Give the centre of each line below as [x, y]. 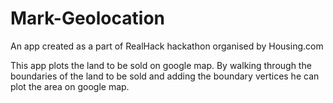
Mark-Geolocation [87, 18]
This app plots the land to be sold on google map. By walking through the [161, 65]
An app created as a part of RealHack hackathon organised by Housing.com [167, 46]
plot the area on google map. [70, 86]
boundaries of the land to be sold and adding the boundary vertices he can [165, 76]
